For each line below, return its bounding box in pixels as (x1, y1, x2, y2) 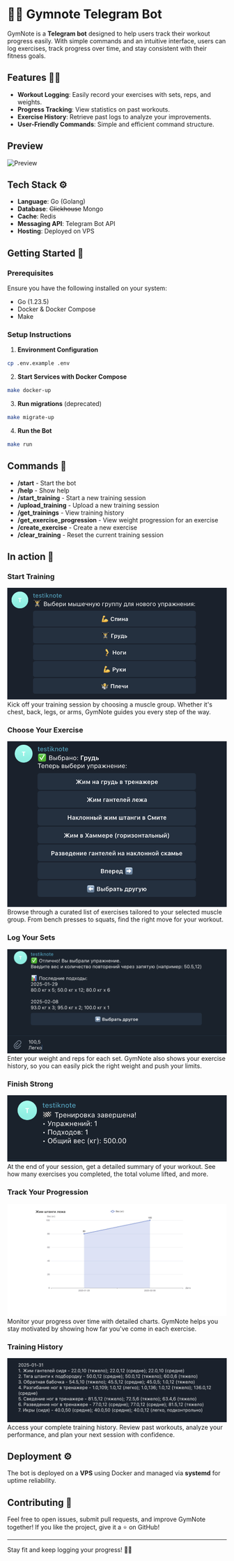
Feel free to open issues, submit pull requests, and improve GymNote (7, 1515, 206, 1523)
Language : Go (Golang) (17, 197, 86, 206)
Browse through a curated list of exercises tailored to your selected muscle (7, 908, 223, 917)
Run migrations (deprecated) (17, 400, 102, 408)
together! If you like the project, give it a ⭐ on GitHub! (7, 1523, 160, 1532)
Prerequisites (7, 268, 54, 278)
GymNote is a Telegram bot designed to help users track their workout (7, 29, 210, 38)
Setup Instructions (7, 329, 72, 339)
